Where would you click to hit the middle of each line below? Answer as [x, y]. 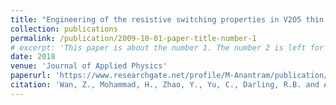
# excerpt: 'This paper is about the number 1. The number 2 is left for [167, 47]
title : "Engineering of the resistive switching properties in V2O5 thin [167, 19]
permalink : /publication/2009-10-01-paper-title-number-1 [133, 38]
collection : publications [64, 29]
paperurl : [31, 76]
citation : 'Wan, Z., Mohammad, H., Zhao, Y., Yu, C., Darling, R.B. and [165, 85]
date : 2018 [33, 57]
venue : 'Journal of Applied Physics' [89, 66]
